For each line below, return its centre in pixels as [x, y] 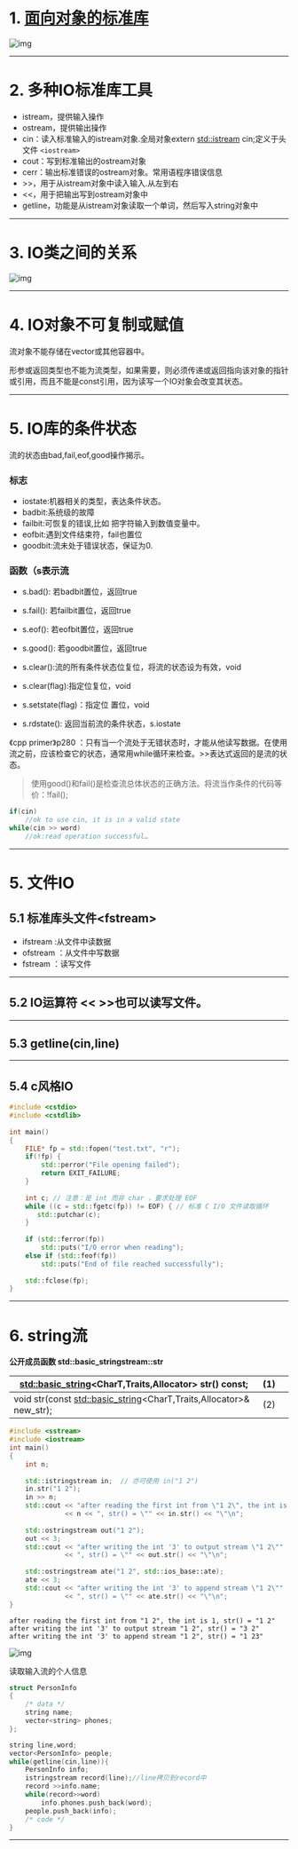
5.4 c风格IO [41, 1086]
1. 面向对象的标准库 [79, 18]
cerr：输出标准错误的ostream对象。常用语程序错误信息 [122, 172]
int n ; [37, 1464]
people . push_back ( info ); [71, 1811]
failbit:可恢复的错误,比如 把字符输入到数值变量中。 [113, 523]
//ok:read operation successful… [87, 836]
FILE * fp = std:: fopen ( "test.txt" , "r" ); [102, 1149]
